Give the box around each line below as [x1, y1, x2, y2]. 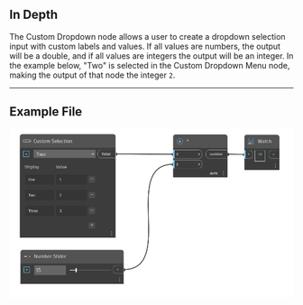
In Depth [9, 7, 59, 23]
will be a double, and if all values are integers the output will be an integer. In [9, 50, 294, 61]
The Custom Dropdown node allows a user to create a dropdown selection [9, 31, 286, 42]
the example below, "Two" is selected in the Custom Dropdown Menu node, [9, 60, 290, 70]
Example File [9, 104, 83, 120]
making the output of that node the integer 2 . [9, 69, 176, 80]
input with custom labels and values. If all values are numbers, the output [9, 41, 281, 51]
